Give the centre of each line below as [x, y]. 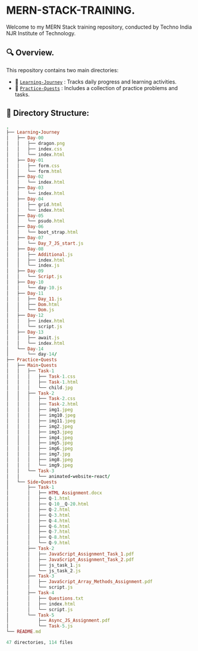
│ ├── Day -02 [25, 177]
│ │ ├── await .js [33, 338]
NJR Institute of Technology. [41, 33]
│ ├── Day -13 [25, 332]
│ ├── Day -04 [25, 199]
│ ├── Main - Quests [32, 365]
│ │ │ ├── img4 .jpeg [40, 437]
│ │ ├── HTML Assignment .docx [54, 493]
